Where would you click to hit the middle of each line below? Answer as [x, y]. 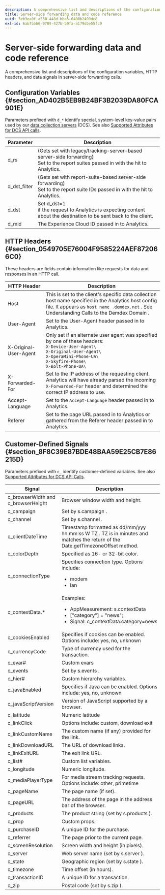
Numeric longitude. [84, 769]
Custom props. [79, 821]
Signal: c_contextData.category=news [114, 621]
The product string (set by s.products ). [107, 813]
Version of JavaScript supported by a [105, 701]
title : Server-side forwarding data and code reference [63, 14]
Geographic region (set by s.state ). [102, 861]
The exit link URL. [82, 753]
